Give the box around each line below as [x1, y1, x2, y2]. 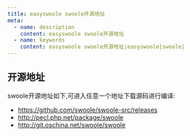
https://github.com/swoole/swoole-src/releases [17, 106, 158, 114]
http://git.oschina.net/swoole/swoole [17, 120, 126, 129]
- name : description [14, 23, 75, 30]
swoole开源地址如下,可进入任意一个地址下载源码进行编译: [7, 91, 176, 100]
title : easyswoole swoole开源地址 [7, 10, 105, 18]
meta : [7, 17, 23, 24]
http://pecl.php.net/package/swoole [17, 113, 124, 121]
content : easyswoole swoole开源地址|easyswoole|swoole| [20, 43, 185, 50]
